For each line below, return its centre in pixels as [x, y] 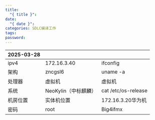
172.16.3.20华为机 [124, 100]
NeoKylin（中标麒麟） [71, 90]
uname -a [113, 71]
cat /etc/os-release [124, 90]
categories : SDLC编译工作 [31, 28]
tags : [11, 33]
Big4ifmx [112, 109]
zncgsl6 [54, 71]
